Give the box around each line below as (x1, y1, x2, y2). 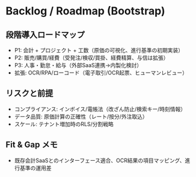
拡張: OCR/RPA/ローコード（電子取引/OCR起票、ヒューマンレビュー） (14, 69, 188, 76)
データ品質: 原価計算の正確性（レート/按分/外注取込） (14, 113, 148, 120)
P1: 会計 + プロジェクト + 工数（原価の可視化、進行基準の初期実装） (14, 47, 184, 53)
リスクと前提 (5, 88, 54, 98)
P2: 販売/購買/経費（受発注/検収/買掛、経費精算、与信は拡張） (14, 54, 169, 61)
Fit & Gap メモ (5, 140, 58, 150)
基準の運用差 (19, 164, 52, 172)
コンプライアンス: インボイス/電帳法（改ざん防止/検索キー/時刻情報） (14, 105, 186, 112)
